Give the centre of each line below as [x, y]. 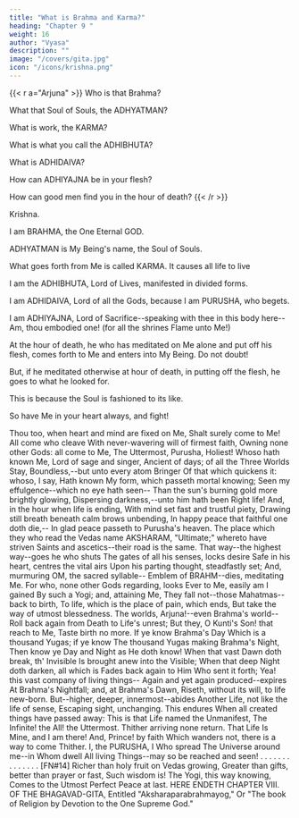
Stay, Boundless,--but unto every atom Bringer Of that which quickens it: [143, 471]
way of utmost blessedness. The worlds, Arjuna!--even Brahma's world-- [144, 613]
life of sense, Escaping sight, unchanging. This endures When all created [144, 708]
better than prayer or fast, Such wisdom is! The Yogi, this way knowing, [141, 775]
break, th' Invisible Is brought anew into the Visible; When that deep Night [145, 661]
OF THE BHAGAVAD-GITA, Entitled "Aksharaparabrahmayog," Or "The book [148, 794]
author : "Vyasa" [39, 42]
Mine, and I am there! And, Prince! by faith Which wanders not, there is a [143, 737]
